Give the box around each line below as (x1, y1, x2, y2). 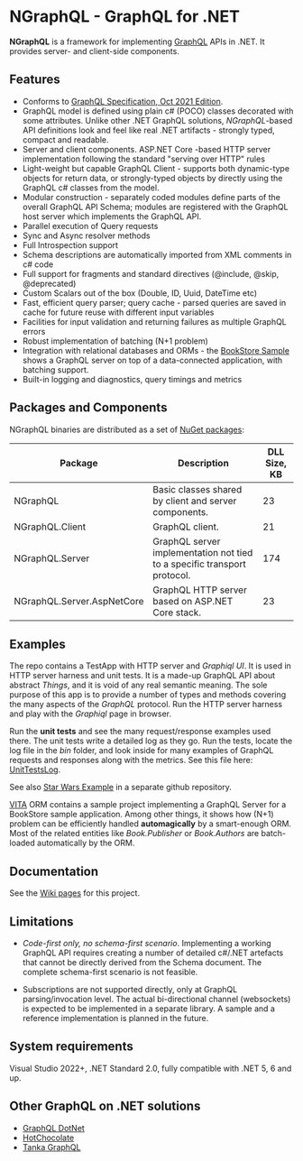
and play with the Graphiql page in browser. (9, 708, 171, 719)
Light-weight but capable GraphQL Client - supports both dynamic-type (22, 162, 290, 173)
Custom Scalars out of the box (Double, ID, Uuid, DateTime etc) (22, 287, 258, 299)
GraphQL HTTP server (152, 584, 248, 596)
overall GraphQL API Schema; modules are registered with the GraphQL (22, 201, 289, 212)
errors (22, 326, 46, 336)
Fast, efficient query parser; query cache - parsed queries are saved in (22, 297, 287, 308)
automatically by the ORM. (37, 837, 135, 849)
